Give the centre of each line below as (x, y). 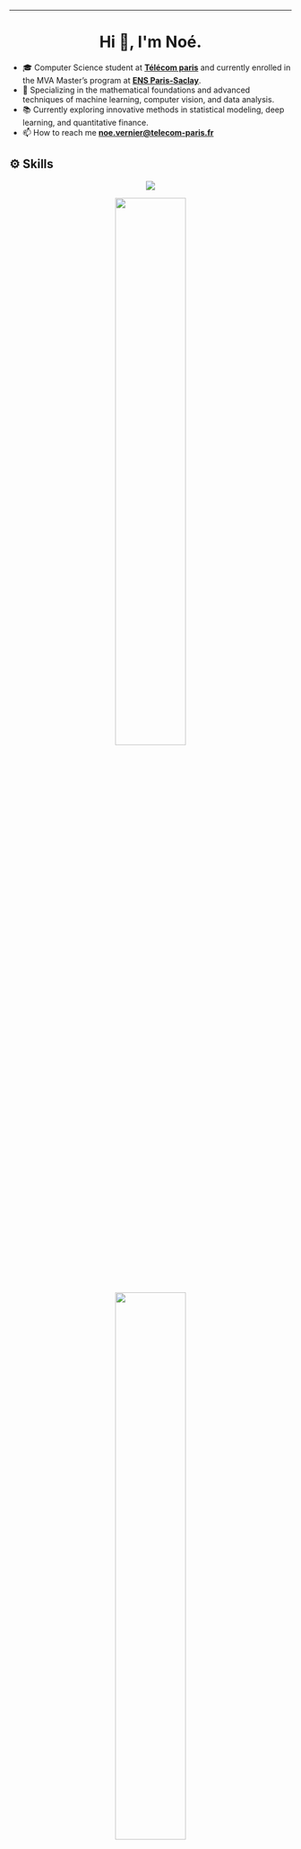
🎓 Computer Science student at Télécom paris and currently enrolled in (156, 67)
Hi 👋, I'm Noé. (150, 42)
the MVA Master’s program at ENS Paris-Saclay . (112, 80)
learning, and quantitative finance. (86, 122)
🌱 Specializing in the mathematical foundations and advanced (136, 90)
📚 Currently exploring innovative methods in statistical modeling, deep (153, 110)
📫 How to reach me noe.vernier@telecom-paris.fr (118, 132)
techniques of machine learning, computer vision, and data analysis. (148, 99)
